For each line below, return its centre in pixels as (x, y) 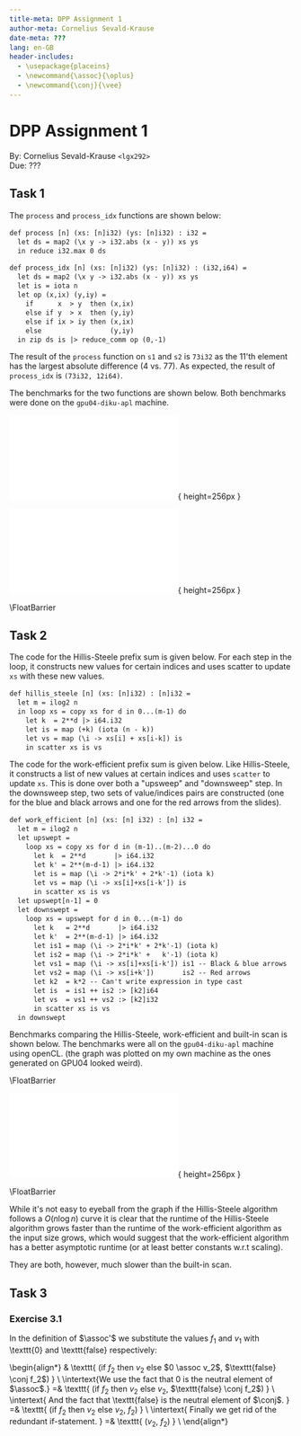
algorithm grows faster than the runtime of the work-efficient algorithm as (146, 1228)
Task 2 (28, 635)
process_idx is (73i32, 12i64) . (66, 375)
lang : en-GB (31, 48)
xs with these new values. (57, 676)
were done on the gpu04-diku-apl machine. (89, 402)
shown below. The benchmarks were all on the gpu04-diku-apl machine (142, 1044)
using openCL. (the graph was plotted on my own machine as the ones (140, 1054)
